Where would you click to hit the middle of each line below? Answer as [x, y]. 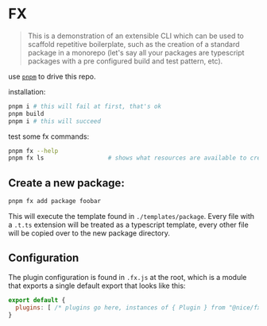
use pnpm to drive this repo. [52, 76]
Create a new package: [66, 183]
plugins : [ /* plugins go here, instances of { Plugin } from [120, 307]
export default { [37, 300]
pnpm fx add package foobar [55, 201]
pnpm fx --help [33, 151]
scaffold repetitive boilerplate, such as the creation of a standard [133, 44]
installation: [27, 91]
